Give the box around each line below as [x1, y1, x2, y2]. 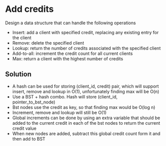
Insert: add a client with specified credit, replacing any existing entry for [12, 29, 159, 35]
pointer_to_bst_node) [12, 99, 56, 105]
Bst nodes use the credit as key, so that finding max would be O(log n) [12, 104, 156, 110]
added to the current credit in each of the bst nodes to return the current [12, 120, 161, 126]
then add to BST [12, 136, 45, 142]
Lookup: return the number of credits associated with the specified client [12, 45, 161, 51]
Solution [5, 70, 32, 79]
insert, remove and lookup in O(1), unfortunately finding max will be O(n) [12, 88, 160, 95]
